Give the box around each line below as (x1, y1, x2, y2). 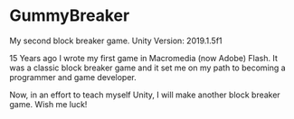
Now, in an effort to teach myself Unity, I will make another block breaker (9, 89, 280, 100)
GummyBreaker (9, 5, 130, 26)
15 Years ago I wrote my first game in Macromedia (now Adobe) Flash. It (9, 52, 279, 63)
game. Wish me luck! (9, 98, 88, 109)
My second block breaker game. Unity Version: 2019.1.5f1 (9, 35, 223, 46)
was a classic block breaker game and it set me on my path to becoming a (9, 62, 287, 73)
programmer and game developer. (9, 71, 138, 82)
